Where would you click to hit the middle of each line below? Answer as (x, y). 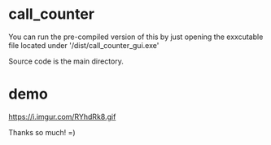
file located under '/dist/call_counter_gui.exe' (84, 45)
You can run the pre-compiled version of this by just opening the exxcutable (136, 37)
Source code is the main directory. (66, 61)
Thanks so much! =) (42, 132)
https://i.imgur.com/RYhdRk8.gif (62, 116)
